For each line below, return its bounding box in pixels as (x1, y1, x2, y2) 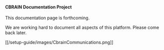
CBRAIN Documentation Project (5, 4, 72, 10)
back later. (5, 30, 27, 36)
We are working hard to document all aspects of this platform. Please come (5, 25, 160, 31)
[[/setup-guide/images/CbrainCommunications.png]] (5, 40, 113, 46)
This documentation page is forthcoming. (5, 15, 90, 21)
